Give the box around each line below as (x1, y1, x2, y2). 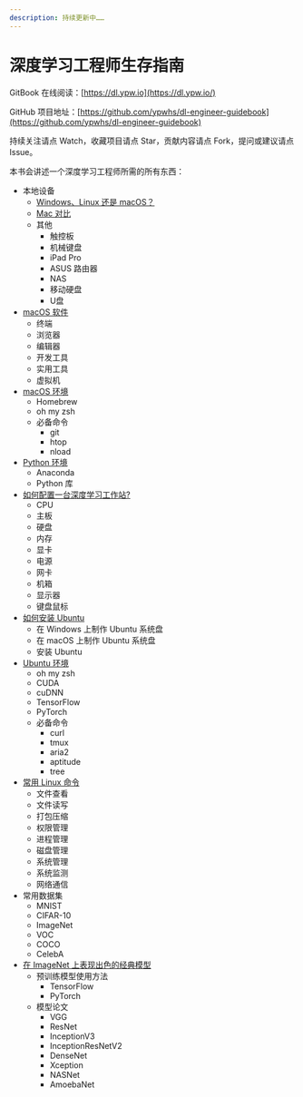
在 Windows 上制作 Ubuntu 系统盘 (35, 623, 163, 634)
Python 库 (35, 477, 74, 488)
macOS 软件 (22, 306, 69, 318)
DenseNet (49, 1050, 88, 1061)
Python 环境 (22, 456, 68, 467)
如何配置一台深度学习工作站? (22, 489, 131, 500)
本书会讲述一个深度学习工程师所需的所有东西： (9, 165, 184, 177)
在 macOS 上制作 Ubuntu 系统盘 (35, 634, 156, 645)
